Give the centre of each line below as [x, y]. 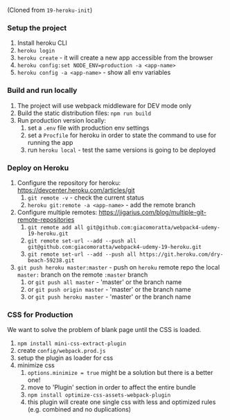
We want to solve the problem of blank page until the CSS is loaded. [104, 330]
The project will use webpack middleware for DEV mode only [104, 105]
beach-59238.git [51, 260]
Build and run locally [42, 91]
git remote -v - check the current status [86, 198]
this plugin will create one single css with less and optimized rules [122, 402]
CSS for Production [40, 315]
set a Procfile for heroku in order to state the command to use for [122, 135]
